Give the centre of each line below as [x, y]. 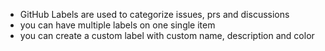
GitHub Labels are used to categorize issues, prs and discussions [154, 14]
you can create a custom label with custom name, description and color [167, 35]
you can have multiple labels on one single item [117, 25]
